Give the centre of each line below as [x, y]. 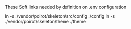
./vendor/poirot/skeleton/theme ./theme [45, 22]
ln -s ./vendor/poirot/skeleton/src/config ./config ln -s [60, 16]
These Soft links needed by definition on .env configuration [66, 7]
